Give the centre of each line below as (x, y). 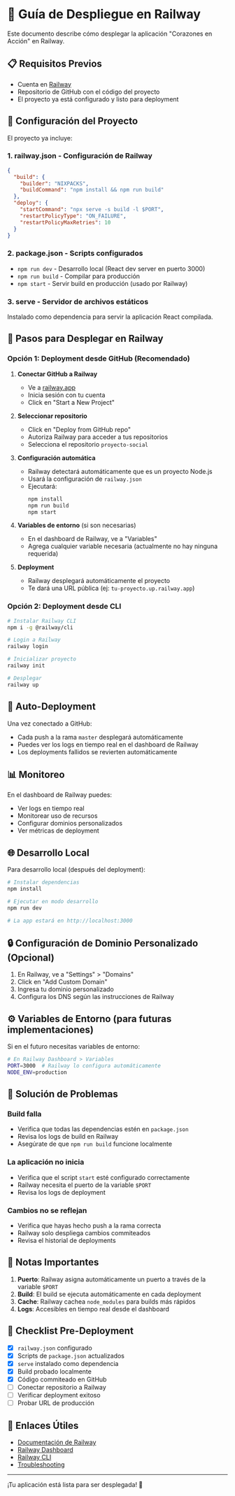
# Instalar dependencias (43, 883)
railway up (23, 684)
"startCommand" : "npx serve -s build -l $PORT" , (92, 210)
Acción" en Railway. (36, 41)
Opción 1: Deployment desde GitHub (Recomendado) (99, 359)
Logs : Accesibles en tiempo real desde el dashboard (93, 1309)
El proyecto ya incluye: (40, 138)
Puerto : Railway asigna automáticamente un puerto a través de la (112, 1279)
